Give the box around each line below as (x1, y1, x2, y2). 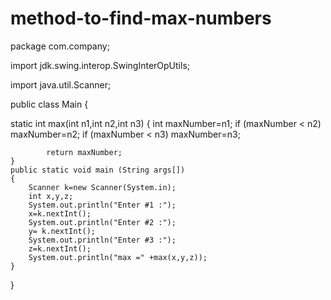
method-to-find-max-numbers (10, 7, 272, 30)
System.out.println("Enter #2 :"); (28, 217, 177, 227)
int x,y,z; (28, 191, 74, 201)
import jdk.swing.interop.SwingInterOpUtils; (10, 59, 191, 71)
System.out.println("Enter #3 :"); (28, 235, 177, 245)
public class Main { (10, 98, 89, 110)
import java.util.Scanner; (10, 78, 112, 91)
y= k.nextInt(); (28, 226, 97, 236)
